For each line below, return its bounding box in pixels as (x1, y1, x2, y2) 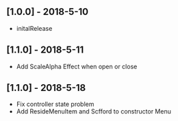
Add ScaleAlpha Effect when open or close (16, 62, 138, 70)
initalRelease (16, 24, 53, 32)
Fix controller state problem (16, 100, 94, 109)
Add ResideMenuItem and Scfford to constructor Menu (16, 107, 172, 116)
